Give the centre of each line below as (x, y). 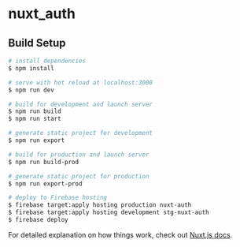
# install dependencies (47, 61)
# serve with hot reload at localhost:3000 (81, 82)
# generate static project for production (79, 176)
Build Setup (37, 43)
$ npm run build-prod (44, 162)
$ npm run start (35, 119)
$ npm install (31, 68)
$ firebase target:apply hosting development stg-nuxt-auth (109, 213)
